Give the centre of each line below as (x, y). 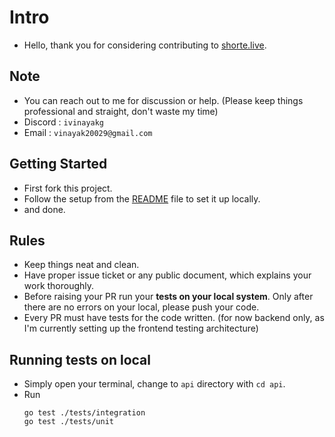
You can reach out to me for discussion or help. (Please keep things (163, 100)
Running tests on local (80, 359)
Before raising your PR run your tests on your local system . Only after (168, 297)
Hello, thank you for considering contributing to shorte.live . (145, 45)
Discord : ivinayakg (64, 122)
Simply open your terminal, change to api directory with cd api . (154, 384)
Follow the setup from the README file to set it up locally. (142, 198)
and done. (44, 209)
